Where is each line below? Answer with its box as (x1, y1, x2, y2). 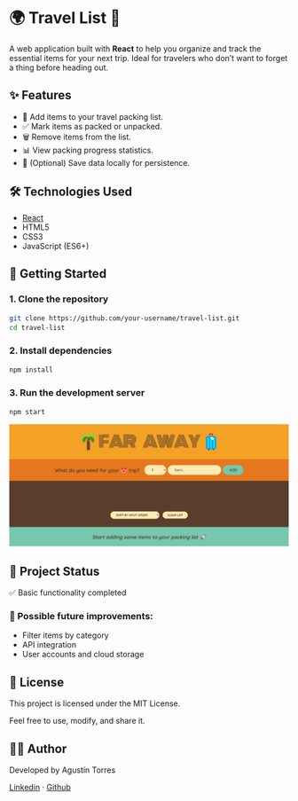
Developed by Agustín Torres (9, 765, 116, 775)
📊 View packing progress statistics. (21, 145, 153, 155)
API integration (21, 640, 77, 650)
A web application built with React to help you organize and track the (9, 43, 262, 54)
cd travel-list (9, 324, 66, 333)
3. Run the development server (9, 387, 145, 399)
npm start (9, 408, 46, 417)
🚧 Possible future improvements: (9, 610, 153, 623)
